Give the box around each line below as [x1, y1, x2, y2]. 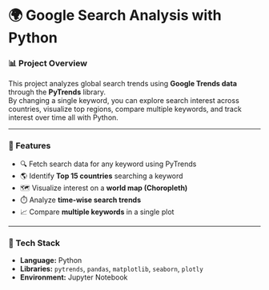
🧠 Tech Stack [8, 237, 61, 248]
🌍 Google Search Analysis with [8, 6, 222, 25]
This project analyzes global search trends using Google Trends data [8, 79, 238, 89]
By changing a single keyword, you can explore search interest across [8, 96, 240, 105]
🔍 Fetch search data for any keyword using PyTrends [19, 159, 197, 169]
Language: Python [19, 256, 82, 265]
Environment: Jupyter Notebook [19, 272, 128, 282]
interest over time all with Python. [8, 113, 118, 122]
